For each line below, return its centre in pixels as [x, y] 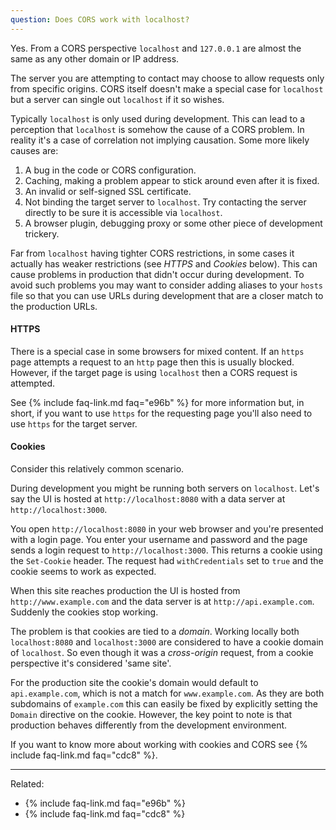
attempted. [33, 383]
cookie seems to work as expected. [83, 572]
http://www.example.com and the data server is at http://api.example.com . [162, 602]
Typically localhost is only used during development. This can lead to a [158, 118]
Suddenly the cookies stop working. [84, 612]
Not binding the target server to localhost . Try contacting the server [165, 202]
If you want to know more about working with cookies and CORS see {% [159, 745]
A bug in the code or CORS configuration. [110, 170]
